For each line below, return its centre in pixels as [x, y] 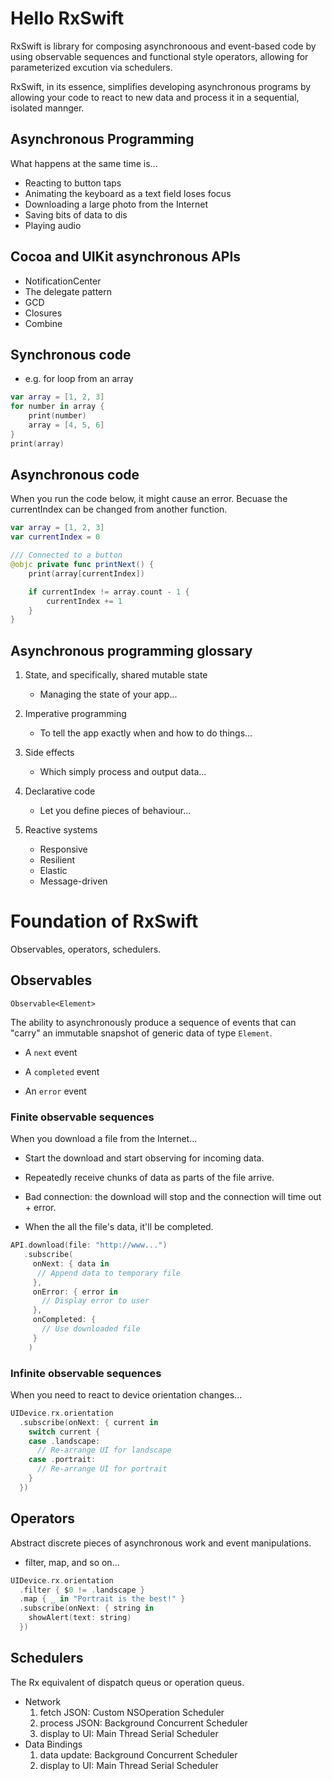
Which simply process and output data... [123, 772]
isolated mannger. [47, 108]
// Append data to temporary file [109, 1273]
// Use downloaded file [91, 1329]
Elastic [53, 871]
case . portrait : [62, 1460]
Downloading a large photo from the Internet [116, 204]
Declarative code [60, 791]
